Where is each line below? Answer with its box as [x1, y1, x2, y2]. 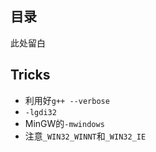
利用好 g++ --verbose [24, 94, 110, 106]
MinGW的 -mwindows [24, 117, 105, 129]
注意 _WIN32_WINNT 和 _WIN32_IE [24, 130, 147, 142]
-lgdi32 [24, 107, 57, 117]
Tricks [10, 67, 51, 84]
